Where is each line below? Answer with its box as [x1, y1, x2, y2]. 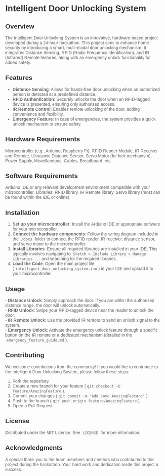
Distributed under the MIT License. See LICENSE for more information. [5, 430, 141, 435]
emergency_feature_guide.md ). [6, 337, 68, 343]
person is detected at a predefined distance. [12, 91, 97, 97]
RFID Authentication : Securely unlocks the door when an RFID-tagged [12, 96, 150, 102]
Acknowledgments [5, 444, 63, 452]
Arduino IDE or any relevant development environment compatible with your [5, 185, 150, 190]
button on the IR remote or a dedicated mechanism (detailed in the [5, 332, 132, 338]
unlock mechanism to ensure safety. [12, 121, 82, 127]
